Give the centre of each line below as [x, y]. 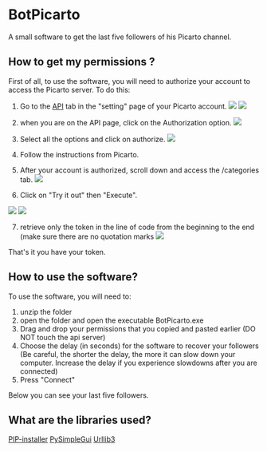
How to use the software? [73, 277]
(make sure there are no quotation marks [87, 236]
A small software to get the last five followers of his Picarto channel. [120, 37]
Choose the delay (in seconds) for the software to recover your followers [139, 346]
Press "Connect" [47, 379]
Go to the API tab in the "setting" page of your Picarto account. [123, 106]
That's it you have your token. [57, 252]
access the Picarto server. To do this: [69, 89]
